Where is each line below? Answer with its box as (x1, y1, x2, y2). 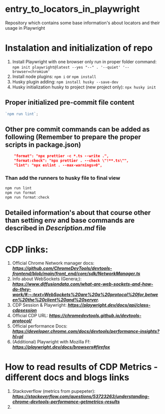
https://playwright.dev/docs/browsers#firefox (12, 344, 110, 350)
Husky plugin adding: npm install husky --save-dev (12, 79, 119, 84)
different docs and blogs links (5, 372, 130, 383)
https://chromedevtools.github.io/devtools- (49, 313, 142, 319)
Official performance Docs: (12, 323, 67, 329)
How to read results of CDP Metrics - (5, 362, 158, 373)
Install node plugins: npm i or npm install (12, 73, 97, 80)
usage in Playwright (5, 25, 45, 31)
